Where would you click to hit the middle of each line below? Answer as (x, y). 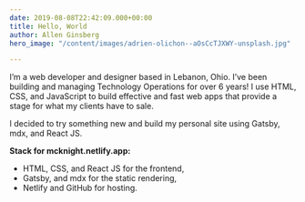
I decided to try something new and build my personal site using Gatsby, (145, 124)
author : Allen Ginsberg (55, 35)
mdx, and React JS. (46, 134)
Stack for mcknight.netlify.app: (70, 151)
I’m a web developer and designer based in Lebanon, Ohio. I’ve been (138, 77)
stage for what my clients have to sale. (82, 106)
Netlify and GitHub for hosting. (80, 188)
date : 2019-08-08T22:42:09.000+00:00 (81, 18)
